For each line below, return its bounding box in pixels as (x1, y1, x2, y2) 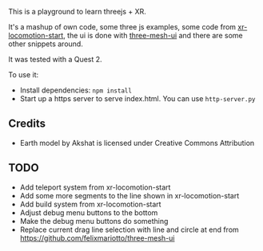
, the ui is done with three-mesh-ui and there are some (62, 31, 243, 40)
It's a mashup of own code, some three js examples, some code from (8, 22, 237, 31)
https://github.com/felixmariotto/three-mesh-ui (19, 233, 175, 242)
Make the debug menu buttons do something (19, 216, 169, 226)
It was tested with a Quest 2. (8, 55, 102, 64)
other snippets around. (8, 39, 84, 49)
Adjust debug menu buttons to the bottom (19, 207, 158, 218)
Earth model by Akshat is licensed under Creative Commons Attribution (19, 138, 255, 147)
